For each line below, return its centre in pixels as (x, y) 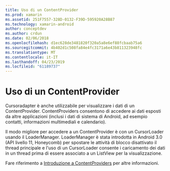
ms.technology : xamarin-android (39, 24)
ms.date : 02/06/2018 (27, 39)
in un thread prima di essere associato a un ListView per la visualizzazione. (84, 153)
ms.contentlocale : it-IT (32, 57)
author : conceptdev (26, 29)
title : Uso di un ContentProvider (42, 10)
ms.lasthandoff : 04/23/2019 (35, 62)
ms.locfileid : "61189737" (33, 66)
